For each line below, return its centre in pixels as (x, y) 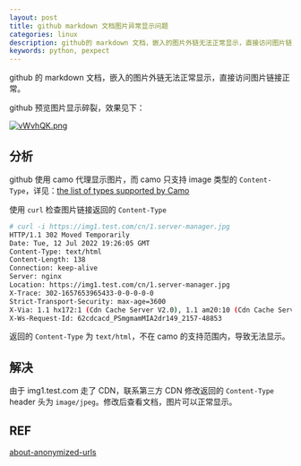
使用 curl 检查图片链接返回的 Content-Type (88, 209)
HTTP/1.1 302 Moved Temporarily (69, 235)
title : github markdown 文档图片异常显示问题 (89, 26)
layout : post (34, 17)
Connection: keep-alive (54, 268)
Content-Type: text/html (56, 252)
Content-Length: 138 (48, 260)
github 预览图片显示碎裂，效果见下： (77, 108)
